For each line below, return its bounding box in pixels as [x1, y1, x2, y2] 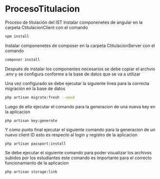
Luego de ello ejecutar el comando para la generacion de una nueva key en [5, 104, 156, 109]
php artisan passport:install [5, 141, 66, 146]
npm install [5, 34, 29, 39]
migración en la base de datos [5, 86, 65, 91]
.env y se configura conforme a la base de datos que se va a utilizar [5, 71, 141, 77]
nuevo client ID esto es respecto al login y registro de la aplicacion [5, 132, 138, 138]
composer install [5, 57, 40, 62]
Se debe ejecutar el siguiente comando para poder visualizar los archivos [5, 150, 152, 156]
